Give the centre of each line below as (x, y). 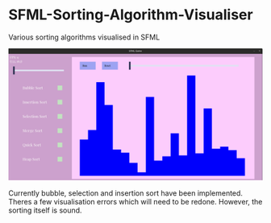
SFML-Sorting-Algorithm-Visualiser (131, 15)
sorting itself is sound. (45, 210)
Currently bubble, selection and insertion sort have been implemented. (126, 193)
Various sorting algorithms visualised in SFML (84, 37)
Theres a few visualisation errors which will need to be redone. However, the (135, 201)
